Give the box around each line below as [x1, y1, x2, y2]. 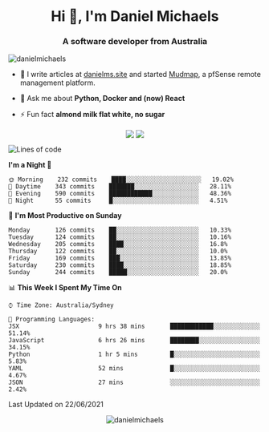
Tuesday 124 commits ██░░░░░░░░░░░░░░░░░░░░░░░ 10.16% [8, 232, 231, 241]
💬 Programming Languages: [8, 315, 95, 323]
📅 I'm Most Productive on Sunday [8, 210, 122, 220]
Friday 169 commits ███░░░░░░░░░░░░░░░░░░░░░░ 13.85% [8, 254, 231, 262]
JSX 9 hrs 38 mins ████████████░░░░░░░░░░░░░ [8, 322, 261, 330]
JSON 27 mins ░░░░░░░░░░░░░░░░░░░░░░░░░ [8, 378, 261, 386]
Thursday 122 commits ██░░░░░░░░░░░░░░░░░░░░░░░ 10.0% [8, 247, 228, 255]
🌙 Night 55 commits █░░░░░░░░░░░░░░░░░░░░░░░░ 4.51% [8, 196, 228, 204]
